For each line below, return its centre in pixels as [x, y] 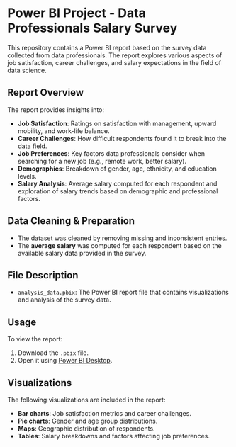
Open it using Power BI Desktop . [65, 361]
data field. [32, 146]
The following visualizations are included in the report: [86, 400]
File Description [43, 275]
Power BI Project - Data [77, 13]
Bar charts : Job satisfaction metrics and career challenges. [104, 413]
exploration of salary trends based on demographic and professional [118, 191]
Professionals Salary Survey [92, 28]
